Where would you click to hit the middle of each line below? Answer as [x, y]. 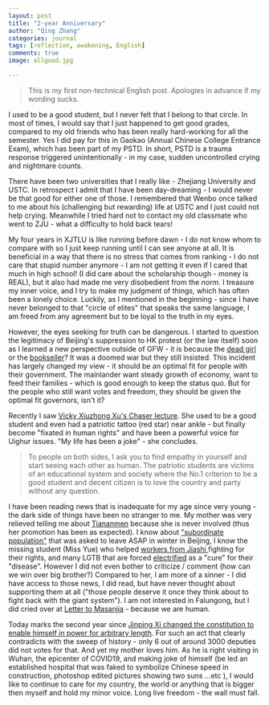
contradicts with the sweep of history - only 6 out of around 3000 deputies [132, 641]
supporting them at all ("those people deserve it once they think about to [128, 592]
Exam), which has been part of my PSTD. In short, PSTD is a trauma [120, 149]
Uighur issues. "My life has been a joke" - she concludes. [103, 441]
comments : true [34, 53]
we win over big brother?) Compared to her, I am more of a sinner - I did [127, 574]
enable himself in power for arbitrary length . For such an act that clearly [127, 633]
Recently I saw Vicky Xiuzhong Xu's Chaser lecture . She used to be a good [132, 415]
